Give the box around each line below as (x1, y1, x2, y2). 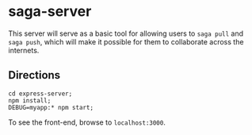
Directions (8, 68, 61, 82)
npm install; (8, 96, 52, 105)
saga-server (8, 2, 92, 21)
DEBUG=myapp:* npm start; (8, 103, 94, 111)
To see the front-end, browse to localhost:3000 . (8, 118, 166, 127)
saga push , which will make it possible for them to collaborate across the (8, 37, 244, 46)
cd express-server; (8, 90, 73, 98)
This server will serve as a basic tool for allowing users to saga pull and (8, 29, 244, 38)
